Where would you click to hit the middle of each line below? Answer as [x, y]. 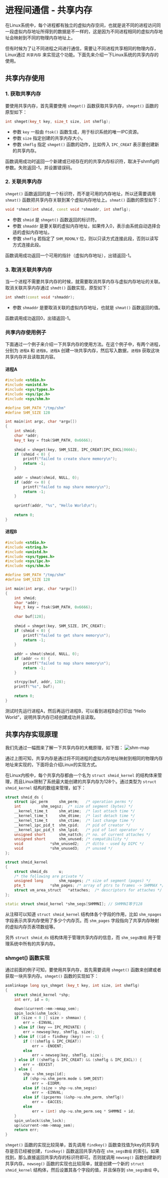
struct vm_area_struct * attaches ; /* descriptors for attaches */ [88, 890]
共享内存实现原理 [31, 735]
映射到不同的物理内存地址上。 [44, 38]
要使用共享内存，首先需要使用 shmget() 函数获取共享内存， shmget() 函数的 [82, 105]
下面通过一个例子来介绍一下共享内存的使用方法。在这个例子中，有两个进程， [84, 344]
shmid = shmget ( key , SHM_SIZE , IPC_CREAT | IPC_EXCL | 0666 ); [76, 450]
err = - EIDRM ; [46, 1083]
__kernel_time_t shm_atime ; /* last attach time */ [75, 811]
